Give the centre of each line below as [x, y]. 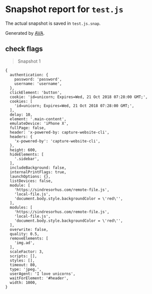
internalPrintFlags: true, [38, 172]
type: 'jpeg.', [26, 269]
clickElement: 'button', [36, 92]
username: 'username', [38, 84]
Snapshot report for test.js [64, 9]
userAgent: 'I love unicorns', [43, 274]
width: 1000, [23, 282]
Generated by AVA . [25, 33]
